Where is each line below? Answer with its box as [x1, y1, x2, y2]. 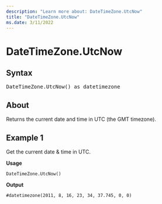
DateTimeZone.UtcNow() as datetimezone [6, 83, 120, 90]
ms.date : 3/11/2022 [6, 19, 54, 25]
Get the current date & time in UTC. [6, 148, 91, 155]
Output [6, 181, 24, 188]
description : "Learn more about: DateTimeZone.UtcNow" [6, 8, 143, 15]
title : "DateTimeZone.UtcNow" [6, 14, 80, 20]
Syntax [6, 68, 33, 78]
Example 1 [6, 132, 44, 142]
